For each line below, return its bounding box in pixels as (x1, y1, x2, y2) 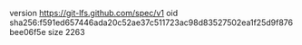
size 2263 (47, 27, 85, 37)
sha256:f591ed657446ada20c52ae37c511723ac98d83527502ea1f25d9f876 (9, 17, 293, 28)
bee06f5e (9, 27, 47, 37)
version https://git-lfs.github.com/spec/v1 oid (9, 8, 179, 18)
